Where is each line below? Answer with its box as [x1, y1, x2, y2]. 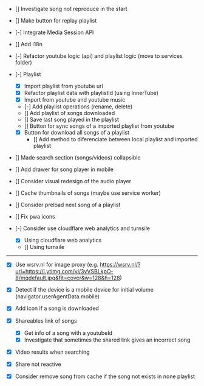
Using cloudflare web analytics [24, 237, 102, 244]
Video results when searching [15, 348, 90, 356]
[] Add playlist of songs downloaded [24, 110, 115, 117]
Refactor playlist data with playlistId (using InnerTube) [24, 89, 159, 97]
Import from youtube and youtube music [24, 96, 126, 104]
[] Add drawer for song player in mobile [15, 166, 114, 173]
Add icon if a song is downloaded [15, 304, 99, 312]
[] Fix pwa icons [15, 213, 56, 220]
